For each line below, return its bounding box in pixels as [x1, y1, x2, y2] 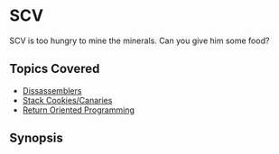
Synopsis [9, 131, 63, 146]
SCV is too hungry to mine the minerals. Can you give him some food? [9, 35, 270, 46]
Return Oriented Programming [22, 104, 135, 115]
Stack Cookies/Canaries [22, 95, 113, 105]
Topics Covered [9, 61, 100, 77]
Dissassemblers [22, 85, 82, 95]
